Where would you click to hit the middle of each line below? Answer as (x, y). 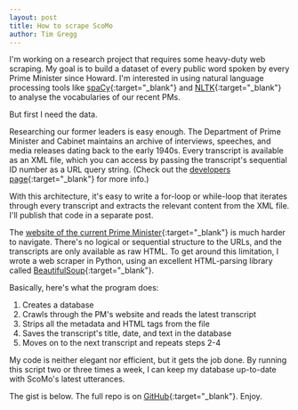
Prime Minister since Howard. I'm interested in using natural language (137, 78)
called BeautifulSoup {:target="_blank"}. (81, 271)
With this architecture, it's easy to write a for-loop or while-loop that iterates (148, 196)
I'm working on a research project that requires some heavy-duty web (137, 60)
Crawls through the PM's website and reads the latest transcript (139, 315)
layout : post (33, 17)
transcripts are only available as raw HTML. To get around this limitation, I (144, 251)
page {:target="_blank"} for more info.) (79, 179)
